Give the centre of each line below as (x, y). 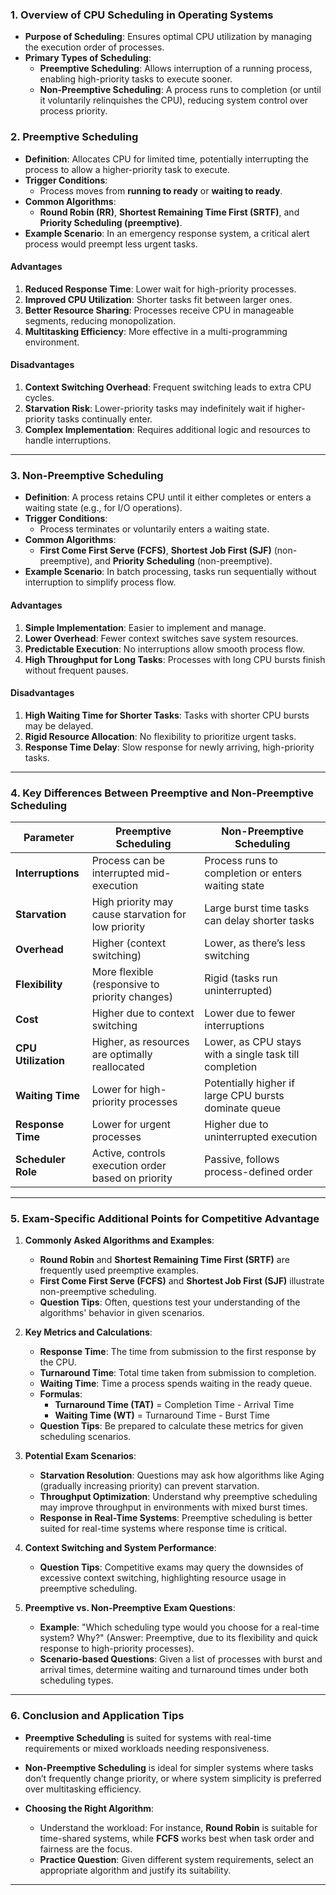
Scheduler (40, 1159)
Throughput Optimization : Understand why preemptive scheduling (178, 1497)
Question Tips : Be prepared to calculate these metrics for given (171, 1426)
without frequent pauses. (76, 670)
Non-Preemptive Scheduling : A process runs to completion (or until (180, 90)
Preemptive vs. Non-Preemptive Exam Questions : (130, 1608)
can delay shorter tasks (259, 920)
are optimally (122, 1054)
